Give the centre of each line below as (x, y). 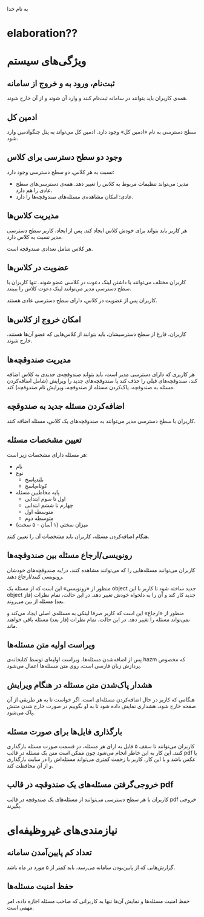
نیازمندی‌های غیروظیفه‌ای (62, 830)
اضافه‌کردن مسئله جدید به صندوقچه (66, 406)
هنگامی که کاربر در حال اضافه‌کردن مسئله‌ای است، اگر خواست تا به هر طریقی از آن (101, 700)
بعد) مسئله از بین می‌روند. (36, 601)
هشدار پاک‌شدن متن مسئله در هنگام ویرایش (80, 685)
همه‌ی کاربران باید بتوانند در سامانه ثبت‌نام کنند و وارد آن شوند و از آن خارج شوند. (97, 98)
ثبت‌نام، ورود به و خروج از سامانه (61, 84)
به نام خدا (18, 9)
